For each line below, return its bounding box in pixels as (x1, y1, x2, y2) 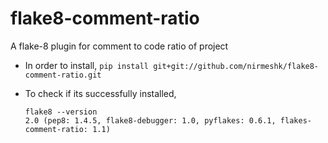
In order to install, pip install (24, 59, 149, 71)
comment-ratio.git (24, 70, 102, 80)
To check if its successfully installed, (24, 87, 177, 99)
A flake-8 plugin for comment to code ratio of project (10, 40, 229, 52)
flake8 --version (24, 107, 98, 117)
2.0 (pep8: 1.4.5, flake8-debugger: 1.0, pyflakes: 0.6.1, (24, 115, 277, 126)
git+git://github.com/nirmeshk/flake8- (153, 61, 320, 71)
